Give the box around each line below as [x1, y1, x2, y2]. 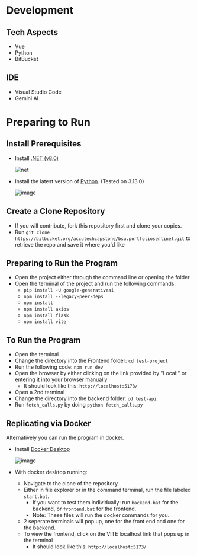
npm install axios [23, 306, 69, 312]
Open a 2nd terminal [14, 389, 65, 396]
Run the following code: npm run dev [14, 363, 104, 370]
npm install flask [23, 312, 69, 319]
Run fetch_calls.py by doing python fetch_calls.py [14, 401, 143, 408]
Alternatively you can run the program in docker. [6, 434, 124, 442]
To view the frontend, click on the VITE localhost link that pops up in [23, 531, 190, 538]
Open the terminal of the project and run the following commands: [14, 280, 176, 287]
